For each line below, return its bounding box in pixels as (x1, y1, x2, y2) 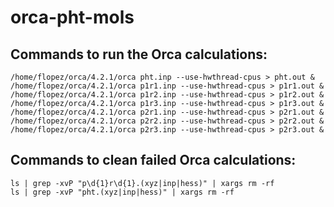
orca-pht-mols (10, 6, 135, 29)
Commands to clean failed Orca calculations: (10, 152, 297, 169)
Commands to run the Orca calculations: (10, 46, 268, 63)
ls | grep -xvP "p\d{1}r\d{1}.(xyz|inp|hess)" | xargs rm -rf (10, 178, 275, 188)
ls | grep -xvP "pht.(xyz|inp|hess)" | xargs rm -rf (10, 187, 235, 197)
